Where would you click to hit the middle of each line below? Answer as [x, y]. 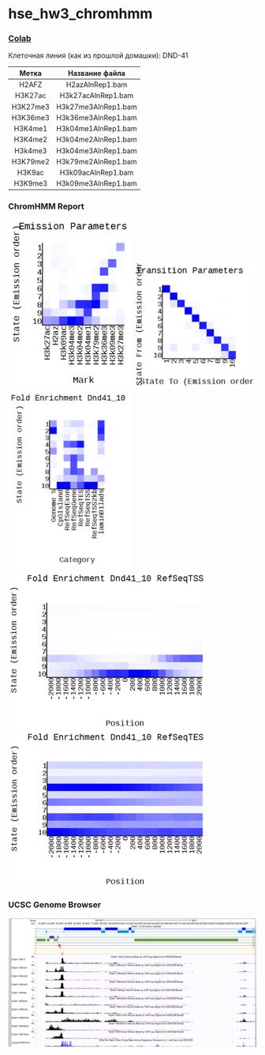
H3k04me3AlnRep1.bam [97, 150]
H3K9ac [31, 173]
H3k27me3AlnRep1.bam [97, 107]
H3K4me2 [31, 140]
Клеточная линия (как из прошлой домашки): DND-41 [98, 55]
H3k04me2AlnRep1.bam [97, 140]
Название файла [97, 73]
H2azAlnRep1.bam [97, 85]
